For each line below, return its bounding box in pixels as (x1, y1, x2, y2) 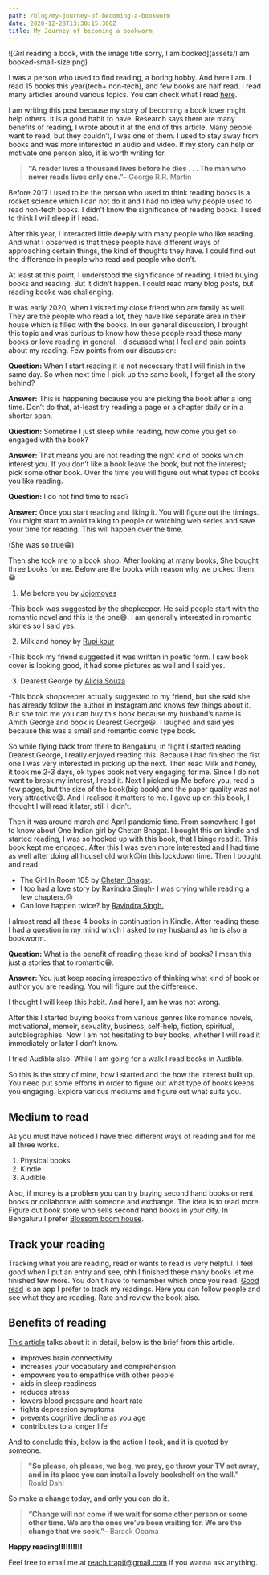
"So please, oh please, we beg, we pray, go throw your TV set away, (27, 1461, 259, 1470)
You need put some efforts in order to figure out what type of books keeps (8, 1078, 255, 1088)
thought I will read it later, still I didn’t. (8, 802, 132, 811)
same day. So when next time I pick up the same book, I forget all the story (8, 370, 255, 379)
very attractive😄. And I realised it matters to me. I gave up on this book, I (8, 793, 251, 802)
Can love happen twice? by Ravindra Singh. (19, 901, 165, 911)
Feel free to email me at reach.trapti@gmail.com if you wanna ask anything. (8, 1557, 259, 1567)
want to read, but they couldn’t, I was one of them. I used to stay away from (8, 131, 259, 141)
